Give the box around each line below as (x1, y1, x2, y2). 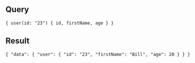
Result (5, 36, 30, 46)
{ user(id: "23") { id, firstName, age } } (5, 20, 114, 26)
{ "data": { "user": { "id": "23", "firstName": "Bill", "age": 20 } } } (5, 51, 191, 57)
